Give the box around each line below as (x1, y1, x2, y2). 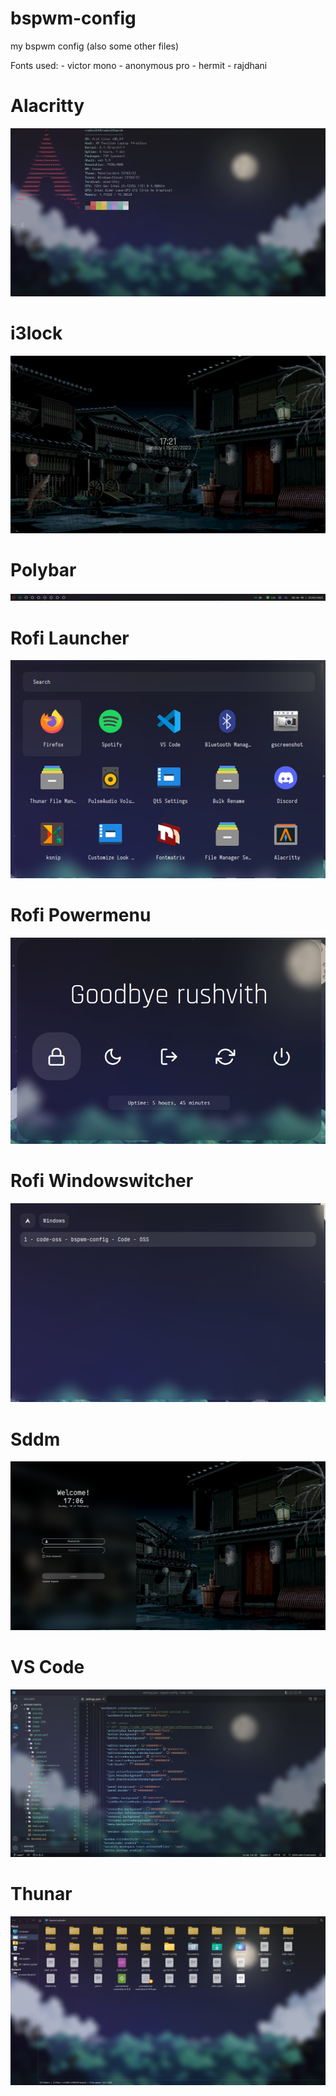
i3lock (10, 322, 63, 345)
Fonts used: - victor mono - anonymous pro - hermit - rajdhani (10, 59, 268, 71)
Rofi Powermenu (10, 903, 152, 926)
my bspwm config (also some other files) (10, 40, 180, 52)
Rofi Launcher (10, 627, 130, 649)
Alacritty (10, 95, 85, 117)
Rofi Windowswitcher (10, 1169, 194, 1192)
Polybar (10, 558, 77, 581)
